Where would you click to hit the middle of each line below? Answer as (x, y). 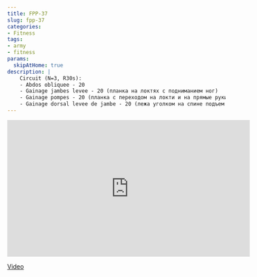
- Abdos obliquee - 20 (52, 85)
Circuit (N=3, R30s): (51, 78)
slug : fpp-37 (26, 20)
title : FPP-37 (28, 14)
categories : (24, 26)
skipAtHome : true (38, 65)
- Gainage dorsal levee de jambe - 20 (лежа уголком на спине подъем (122, 104)
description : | (29, 72)
